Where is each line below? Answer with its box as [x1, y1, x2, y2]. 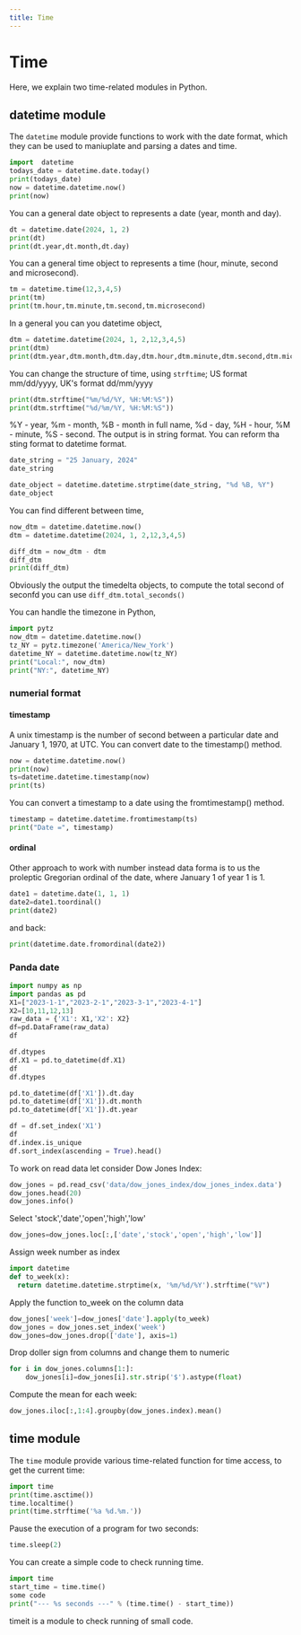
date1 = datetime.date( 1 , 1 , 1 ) [9, 889, 130, 898]
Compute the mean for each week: [9, 1389, 137, 1400]
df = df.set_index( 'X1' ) [9, 1122, 102, 1131]
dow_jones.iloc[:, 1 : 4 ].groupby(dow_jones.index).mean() [9, 1406, 222, 1416]
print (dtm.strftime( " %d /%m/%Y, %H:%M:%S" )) [9, 403, 175, 413]
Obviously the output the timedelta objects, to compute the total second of [9, 580, 285, 590]
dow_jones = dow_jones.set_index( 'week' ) [9, 1323, 167, 1332]
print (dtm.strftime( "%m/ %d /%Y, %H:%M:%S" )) [9, 395, 175, 404]
